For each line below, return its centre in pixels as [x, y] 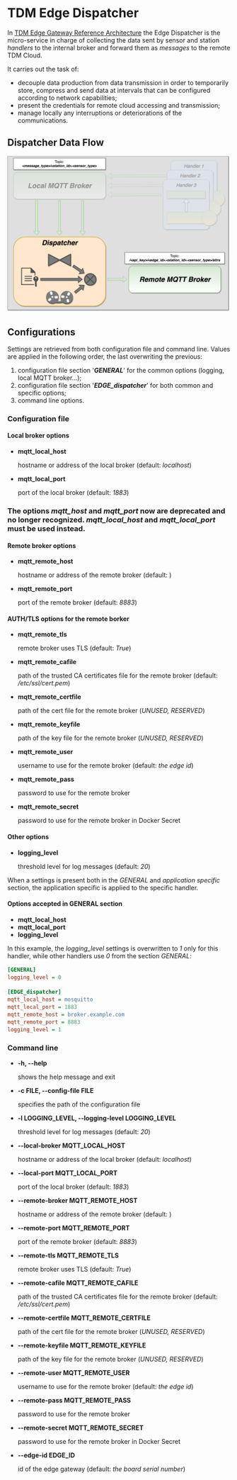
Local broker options [38, 436]
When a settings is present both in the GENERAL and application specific [114, 880]
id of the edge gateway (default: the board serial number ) [102, 1469]
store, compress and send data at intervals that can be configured [114, 90]
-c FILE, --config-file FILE [56, 1091]
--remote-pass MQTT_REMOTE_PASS [74, 1400]
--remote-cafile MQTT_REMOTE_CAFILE [78, 1283]
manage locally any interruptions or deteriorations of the [100, 113]
